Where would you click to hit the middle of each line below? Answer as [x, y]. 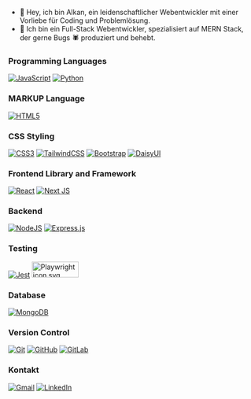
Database [27, 295]
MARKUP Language [46, 98]
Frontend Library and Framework [72, 173]
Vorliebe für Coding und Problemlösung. [85, 20]
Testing [23, 249]
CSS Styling [31, 136]
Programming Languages [58, 61]
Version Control [39, 332]
